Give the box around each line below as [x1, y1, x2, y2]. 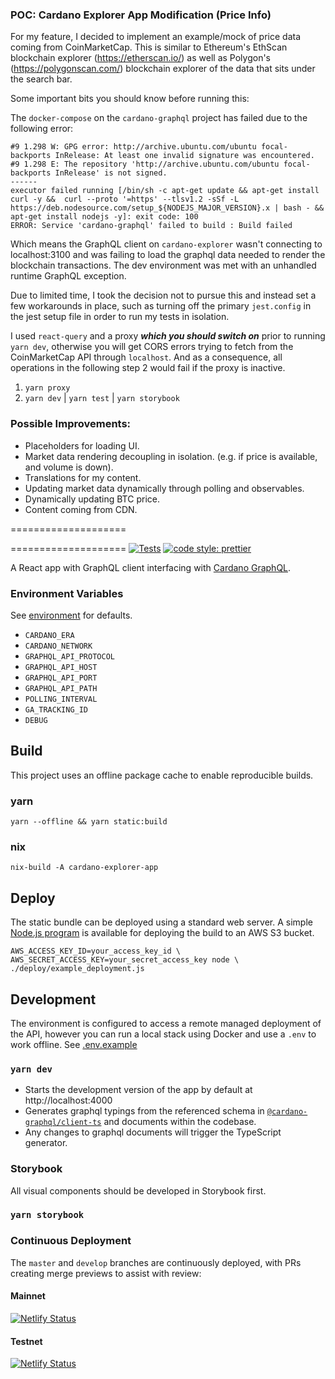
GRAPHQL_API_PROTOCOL [24, 651, 115, 662]
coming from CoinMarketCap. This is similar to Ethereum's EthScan [10, 41, 288, 53]
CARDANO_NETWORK [24, 641, 93, 651]
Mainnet [10, 1290, 46, 1302]
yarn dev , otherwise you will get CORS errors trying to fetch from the [10, 341, 294, 353]
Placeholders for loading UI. [24, 439, 140, 452]
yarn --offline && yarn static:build [10, 817, 168, 827]
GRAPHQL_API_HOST [24, 662, 98, 672]
